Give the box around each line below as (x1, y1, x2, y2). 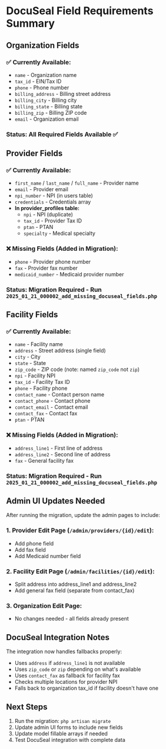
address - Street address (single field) (14, 347, 106, 354)
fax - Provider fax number (14, 264, 78, 272)
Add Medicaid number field (14, 552, 81, 560)
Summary (6, 17, 55, 30)
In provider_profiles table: (14, 205, 79, 212)
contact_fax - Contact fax (14, 410, 78, 417)
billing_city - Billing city (14, 96, 77, 104)
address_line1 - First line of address (14, 444, 103, 451)
